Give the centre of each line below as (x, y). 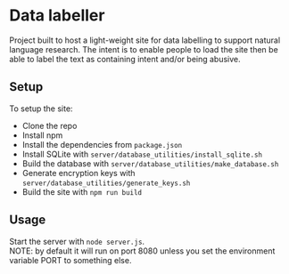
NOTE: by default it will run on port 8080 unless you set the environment (142, 251)
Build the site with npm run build (82, 191)
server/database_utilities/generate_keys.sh (106, 183)
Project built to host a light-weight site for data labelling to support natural (145, 40)
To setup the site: (41, 109)
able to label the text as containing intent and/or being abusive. (125, 59)
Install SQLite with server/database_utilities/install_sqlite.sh (142, 154)
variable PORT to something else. (70, 260)
